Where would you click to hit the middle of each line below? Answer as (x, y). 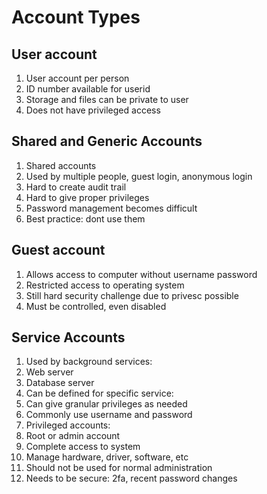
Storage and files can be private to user (107, 99)
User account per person (77, 78)
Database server (60, 383)
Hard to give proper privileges (87, 197)
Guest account (58, 250)
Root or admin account (73, 436)
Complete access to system (83, 447)
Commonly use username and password (109, 415)
